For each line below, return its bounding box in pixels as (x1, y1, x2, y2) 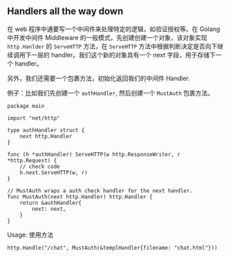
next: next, (32, 205, 67, 212)
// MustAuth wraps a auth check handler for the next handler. (7, 187, 193, 194)
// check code (19, 163, 60, 170)
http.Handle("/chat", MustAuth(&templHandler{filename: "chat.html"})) (7, 244, 218, 251)
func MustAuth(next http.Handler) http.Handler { (7, 193, 153, 200)
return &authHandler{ (19, 199, 82, 206)
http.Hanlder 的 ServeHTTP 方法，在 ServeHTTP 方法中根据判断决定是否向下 (7, 42, 218, 50)
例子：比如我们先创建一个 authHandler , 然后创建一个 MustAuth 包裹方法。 (7, 89, 214, 97)
